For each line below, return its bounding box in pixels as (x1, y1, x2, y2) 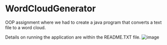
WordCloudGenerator (5, 3, 96, 14)
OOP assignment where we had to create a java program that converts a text (5, 19, 162, 25)
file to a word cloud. (5, 24, 46, 30)
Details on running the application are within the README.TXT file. (5, 34, 141, 40)
